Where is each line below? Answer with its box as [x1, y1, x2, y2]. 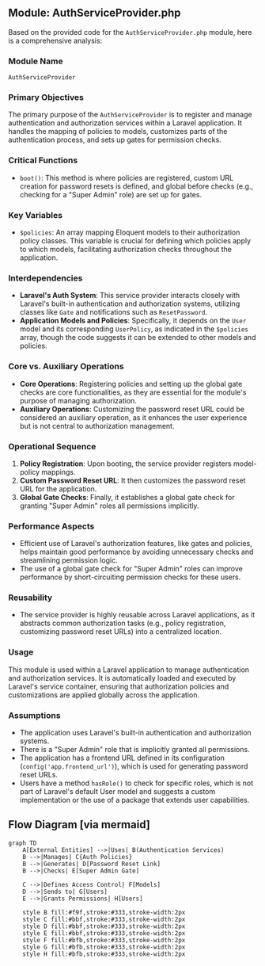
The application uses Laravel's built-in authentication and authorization [19, 728, 252, 738]
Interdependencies [8, 273, 83, 284]
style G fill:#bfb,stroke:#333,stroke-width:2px [22, 943, 186, 951]
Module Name [8, 55, 63, 67]
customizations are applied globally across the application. [8, 689, 200, 700]
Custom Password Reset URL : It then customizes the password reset [19, 475, 246, 485]
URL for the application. [19, 483, 97, 494]
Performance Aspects [8, 521, 95, 532]
